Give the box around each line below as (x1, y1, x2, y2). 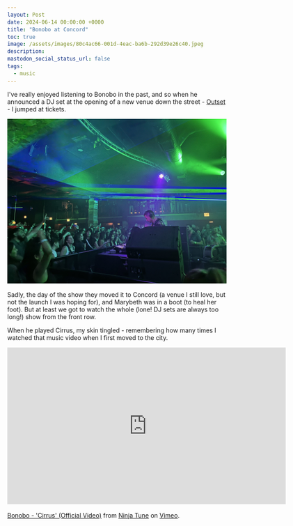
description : (7, 48, 45, 55)
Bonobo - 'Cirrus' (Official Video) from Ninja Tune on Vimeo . (7, 511, 180, 519)
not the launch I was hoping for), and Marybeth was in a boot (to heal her (7, 297, 217, 306)
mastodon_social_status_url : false (7, 56, 111, 63)
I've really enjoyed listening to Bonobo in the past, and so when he (7, 90, 198, 98)
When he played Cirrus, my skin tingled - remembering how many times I (7, 326, 217, 334)
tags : (7, 63, 23, 70)
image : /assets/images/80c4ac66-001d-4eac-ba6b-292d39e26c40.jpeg (7, 40, 204, 48)
